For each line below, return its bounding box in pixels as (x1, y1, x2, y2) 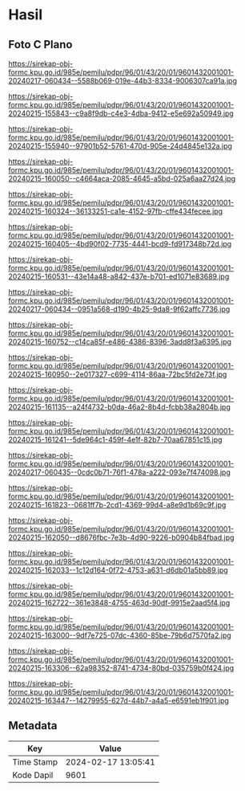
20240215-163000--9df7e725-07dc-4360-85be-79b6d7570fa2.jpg (8, 630, 232, 640)
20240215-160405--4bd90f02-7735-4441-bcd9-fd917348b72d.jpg (8, 239, 232, 248)
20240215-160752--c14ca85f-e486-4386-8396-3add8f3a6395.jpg (8, 337, 232, 346)
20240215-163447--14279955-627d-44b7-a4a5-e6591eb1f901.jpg (8, 696, 230, 705)
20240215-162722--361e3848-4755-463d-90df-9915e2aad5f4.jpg (8, 598, 231, 607)
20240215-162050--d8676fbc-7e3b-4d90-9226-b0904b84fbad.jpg (8, 532, 235, 542)
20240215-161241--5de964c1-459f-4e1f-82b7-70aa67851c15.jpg (8, 435, 223, 444)
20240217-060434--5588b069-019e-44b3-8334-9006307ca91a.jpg (8, 76, 238, 85)
